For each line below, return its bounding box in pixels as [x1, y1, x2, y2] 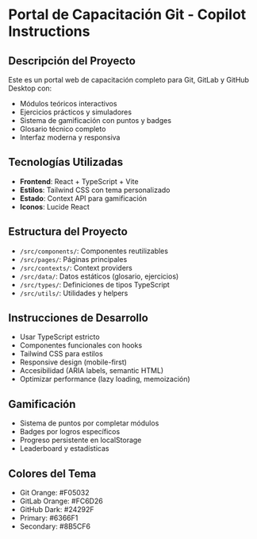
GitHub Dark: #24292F [19, 505, 94, 514]
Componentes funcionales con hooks [19, 341, 143, 350]
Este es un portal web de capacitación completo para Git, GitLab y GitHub [8, 75, 250, 84]
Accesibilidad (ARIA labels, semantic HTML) [19, 366, 164, 375]
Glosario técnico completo [19, 125, 106, 133]
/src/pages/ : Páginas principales [19, 254, 128, 264]
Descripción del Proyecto [8, 54, 136, 67]
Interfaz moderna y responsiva [19, 133, 121, 142]
